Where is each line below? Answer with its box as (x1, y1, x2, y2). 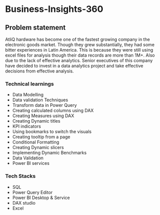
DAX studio (12, 200, 36, 206)
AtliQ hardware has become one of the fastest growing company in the (5, 36, 150, 42)
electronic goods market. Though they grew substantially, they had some (5, 42, 155, 48)
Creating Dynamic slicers (12, 144, 64, 150)
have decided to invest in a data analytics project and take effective (5, 63, 144, 69)
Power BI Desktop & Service (12, 195, 70, 201)
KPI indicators (12, 123, 41, 130)
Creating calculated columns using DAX (12, 108, 94, 114)
